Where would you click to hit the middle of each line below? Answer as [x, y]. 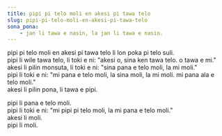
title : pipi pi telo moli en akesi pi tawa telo [79, 14]
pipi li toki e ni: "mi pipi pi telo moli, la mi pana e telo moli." [90, 110]
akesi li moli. [25, 118]
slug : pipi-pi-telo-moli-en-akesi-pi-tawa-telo [78, 20]
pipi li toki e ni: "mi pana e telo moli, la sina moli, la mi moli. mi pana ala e [111, 75]
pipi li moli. [23, 125]
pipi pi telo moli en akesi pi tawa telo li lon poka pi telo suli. [91, 53]
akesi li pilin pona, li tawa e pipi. [53, 90]
